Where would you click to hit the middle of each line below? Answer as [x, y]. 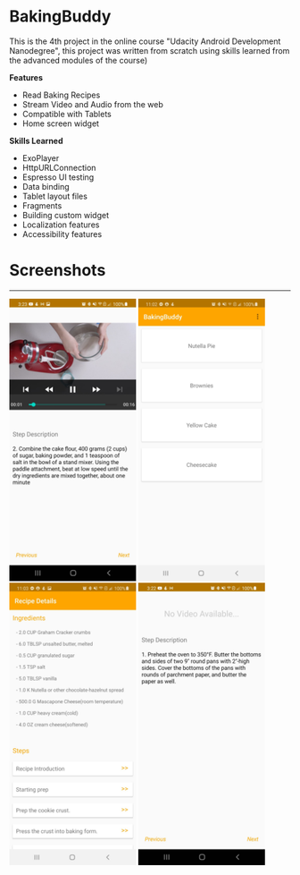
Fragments [42, 205]
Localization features [61, 225]
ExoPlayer [41, 157]
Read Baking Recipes [61, 95]
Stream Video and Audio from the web [92, 104]
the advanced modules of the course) [79, 60]
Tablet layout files [54, 196]
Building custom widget [66, 215]
